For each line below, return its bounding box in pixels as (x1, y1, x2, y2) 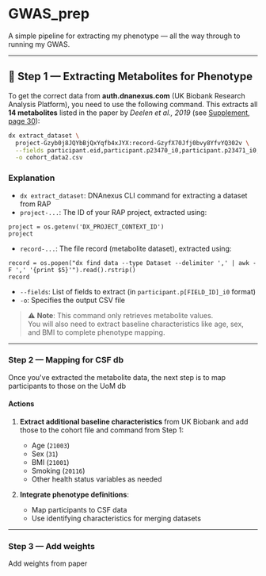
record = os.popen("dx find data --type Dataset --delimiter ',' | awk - (8, 259, 257, 267)
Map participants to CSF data (31, 505, 127, 515)
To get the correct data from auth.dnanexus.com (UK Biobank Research (8, 90, 245, 100)
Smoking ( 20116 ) (31, 466, 85, 476)
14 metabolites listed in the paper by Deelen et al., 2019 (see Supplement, (8, 108, 251, 117)
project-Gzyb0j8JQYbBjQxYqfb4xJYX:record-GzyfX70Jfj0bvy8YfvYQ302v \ (15, 139, 249, 147)
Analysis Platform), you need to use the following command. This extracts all (8, 99, 258, 109)
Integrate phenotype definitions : (19, 490, 129, 500)
